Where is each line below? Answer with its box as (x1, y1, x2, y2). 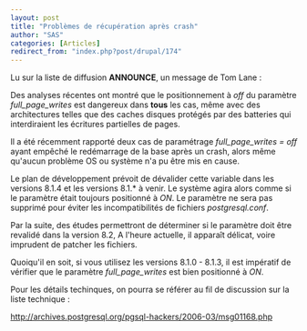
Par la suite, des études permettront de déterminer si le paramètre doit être (10, 220, 292, 231)
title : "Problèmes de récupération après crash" (10, 22, 199, 31)
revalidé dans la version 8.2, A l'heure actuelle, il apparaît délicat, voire (10, 229, 276, 241)
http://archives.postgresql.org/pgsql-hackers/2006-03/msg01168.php (10, 311, 273, 323)
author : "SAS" (10, 30, 65, 39)
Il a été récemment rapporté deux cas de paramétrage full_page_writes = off (10, 136, 298, 147)
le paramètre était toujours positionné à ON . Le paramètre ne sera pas (10, 193, 273, 204)
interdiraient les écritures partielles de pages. (10, 119, 180, 130)
